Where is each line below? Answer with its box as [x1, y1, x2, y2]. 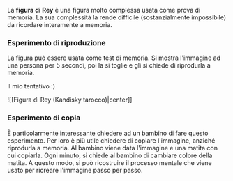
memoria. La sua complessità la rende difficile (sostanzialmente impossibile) [7, 13, 227, 22]
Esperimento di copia [7, 113, 81, 123]
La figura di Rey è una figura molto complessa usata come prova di [7, 6, 201, 14]
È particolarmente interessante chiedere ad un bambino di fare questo [7, 129, 209, 137]
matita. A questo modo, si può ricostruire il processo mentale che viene [7, 158, 213, 166]
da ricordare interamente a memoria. [7, 21, 113, 29]
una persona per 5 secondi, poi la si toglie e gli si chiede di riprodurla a [7, 61, 211, 70]
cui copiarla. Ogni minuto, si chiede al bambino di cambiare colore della [7, 151, 213, 159]
